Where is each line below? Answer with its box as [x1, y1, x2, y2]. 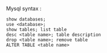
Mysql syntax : [6, 5, 42, 12]
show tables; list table [6, 26, 67, 32]
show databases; [6, 16, 46, 22]
